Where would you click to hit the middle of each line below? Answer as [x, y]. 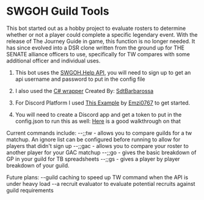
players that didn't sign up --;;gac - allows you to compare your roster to [98, 146]
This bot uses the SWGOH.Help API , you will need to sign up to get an [103, 72]
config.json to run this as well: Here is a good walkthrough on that [98, 121]
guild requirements [30, 190]
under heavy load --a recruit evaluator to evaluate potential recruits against [101, 183]
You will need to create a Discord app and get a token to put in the [98, 114]
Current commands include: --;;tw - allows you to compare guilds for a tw [99, 133]
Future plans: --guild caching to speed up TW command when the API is [97, 177]
